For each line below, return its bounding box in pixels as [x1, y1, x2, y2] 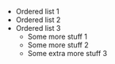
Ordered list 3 [15, 24, 61, 32]
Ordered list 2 [15, 15, 61, 24]
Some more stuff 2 [27, 40, 89, 50]
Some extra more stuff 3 [27, 49, 108, 58]
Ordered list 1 [15, 7, 59, 16]
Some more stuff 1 [27, 32, 87, 41]
